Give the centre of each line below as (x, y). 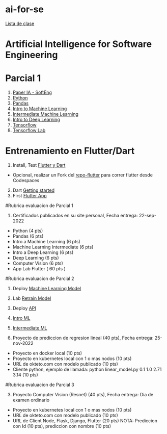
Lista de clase (20, 23)
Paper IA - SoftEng (32, 92)
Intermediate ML (30, 328)
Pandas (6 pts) (28, 236)
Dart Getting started (34, 190)
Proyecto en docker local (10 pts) (47, 353)
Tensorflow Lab (29, 131)
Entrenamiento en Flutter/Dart (70, 151)
